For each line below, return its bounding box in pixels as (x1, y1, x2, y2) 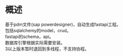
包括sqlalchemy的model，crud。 (5, 27, 71, 33)
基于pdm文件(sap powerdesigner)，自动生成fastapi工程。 (5, 21, 121, 27)
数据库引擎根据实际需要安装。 (5, 39, 65, 45)
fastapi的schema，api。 (5, 34, 54, 39)
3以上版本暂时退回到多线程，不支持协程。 (5, 46, 89, 52)
